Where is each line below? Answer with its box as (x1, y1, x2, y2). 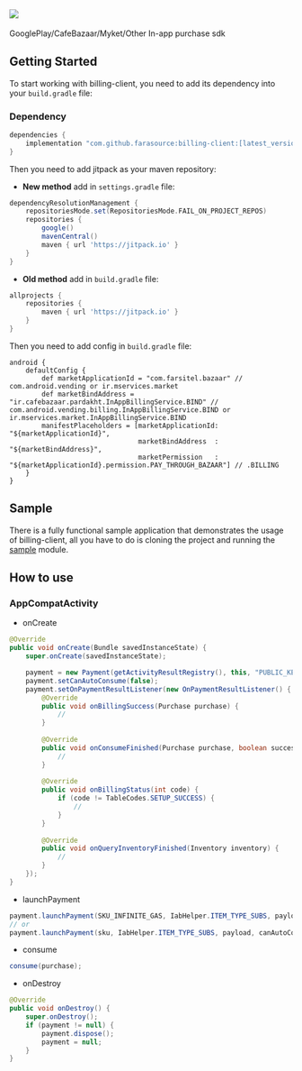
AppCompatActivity (9, 597, 99, 609)
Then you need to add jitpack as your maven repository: (9, 163, 217, 174)
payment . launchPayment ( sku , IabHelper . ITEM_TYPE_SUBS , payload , (9, 928, 255, 938)
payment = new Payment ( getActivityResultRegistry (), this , (25, 668, 252, 677)
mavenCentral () (41, 232, 99, 242)
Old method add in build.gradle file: (22, 273, 159, 284)
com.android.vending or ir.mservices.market (9, 381, 179, 390)
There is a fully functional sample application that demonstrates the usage (9, 525, 284, 535)
